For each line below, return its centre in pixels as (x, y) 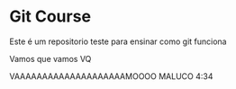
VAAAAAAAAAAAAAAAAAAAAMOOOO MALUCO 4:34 (111, 76)
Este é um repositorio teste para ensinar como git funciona (118, 41)
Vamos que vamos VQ (50, 58)
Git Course (50, 17)
